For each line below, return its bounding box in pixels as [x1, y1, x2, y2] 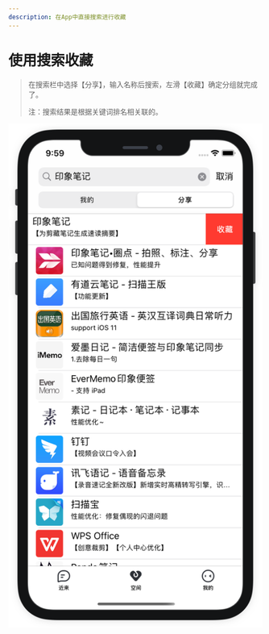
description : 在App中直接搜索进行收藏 [8, 13, 126, 21]
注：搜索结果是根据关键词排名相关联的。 [27, 106, 163, 116]
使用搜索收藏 [8, 51, 94, 69]
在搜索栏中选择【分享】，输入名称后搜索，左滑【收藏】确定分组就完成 [27, 79, 258, 89]
